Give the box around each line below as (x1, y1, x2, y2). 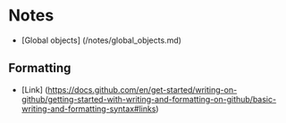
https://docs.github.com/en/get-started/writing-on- (47, 84, 238, 94)
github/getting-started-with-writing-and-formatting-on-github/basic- (21, 94, 277, 104)
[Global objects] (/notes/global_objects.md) (21, 35, 182, 45)
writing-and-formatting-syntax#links (21, 103, 156, 114)
